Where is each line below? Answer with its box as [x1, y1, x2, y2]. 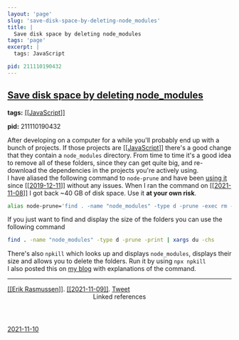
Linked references [92, 292, 147, 301]
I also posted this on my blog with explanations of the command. [7, 265, 197, 273]
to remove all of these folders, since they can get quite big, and [7, 158, 193, 167]
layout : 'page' [7, 10, 53, 18]
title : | [7, 23, 33, 31]
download [7, 166, 37, 174]
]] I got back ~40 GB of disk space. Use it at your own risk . [23, 188, 197, 197]
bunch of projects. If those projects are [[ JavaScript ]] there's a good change [7, 143, 232, 152]
